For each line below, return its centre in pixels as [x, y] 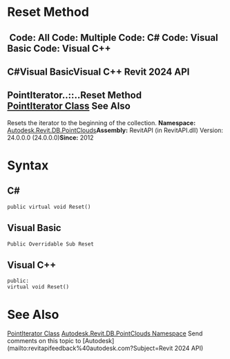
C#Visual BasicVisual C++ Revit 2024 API [98, 72]
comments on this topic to [44, 341]
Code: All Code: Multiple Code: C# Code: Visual [114, 38]
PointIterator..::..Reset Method [75, 95]
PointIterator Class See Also [69, 106]
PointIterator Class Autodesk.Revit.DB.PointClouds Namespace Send [105, 333]
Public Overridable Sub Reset [51, 244]
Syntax [28, 165]
